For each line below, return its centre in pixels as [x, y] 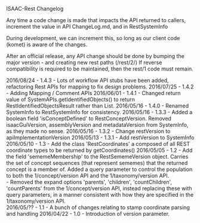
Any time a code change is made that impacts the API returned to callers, [96, 20]
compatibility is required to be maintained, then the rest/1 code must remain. [100, 69]
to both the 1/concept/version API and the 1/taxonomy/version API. [88, 175]
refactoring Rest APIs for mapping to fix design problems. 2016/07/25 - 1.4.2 [100, 87]
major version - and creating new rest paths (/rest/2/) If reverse [84, 62]
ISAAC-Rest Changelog [35, 9]
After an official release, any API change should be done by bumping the [96, 56]
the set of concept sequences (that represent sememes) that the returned [97, 163]
